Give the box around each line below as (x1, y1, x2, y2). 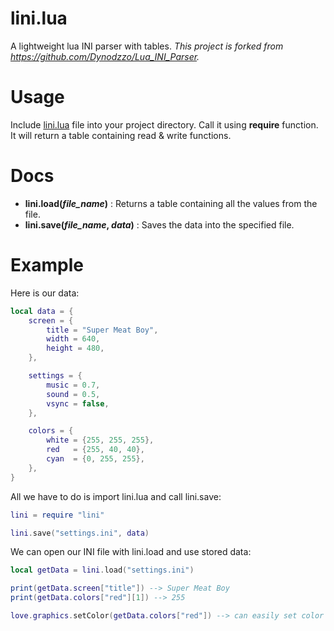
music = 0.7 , (46, 380, 101, 390)
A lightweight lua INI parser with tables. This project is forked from (10, 40, 284, 52)
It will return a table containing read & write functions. (10, 129, 232, 141)
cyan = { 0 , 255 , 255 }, (46, 454, 145, 464)
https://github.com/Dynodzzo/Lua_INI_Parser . (10, 50, 200, 62)
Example (10, 254, 84, 276)
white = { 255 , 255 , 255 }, (46, 435, 155, 446)
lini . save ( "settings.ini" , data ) (10, 528, 150, 538)
